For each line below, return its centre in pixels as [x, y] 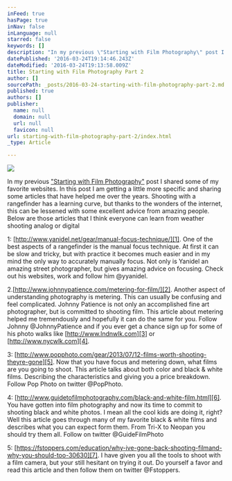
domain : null [32, 117]
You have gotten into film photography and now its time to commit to [105, 405]
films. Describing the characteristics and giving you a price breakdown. [109, 377]
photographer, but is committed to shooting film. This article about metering [115, 312]
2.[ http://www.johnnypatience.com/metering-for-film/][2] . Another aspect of [116, 289]
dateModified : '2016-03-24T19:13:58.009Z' [69, 65]
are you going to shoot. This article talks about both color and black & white [115, 369]
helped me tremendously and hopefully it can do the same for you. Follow [112, 319]
